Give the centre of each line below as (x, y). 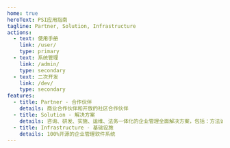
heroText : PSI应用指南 (37, 20)
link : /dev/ (36, 83)
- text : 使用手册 (36, 39)
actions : (20, 32)
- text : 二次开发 (36, 77)
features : (21, 96)
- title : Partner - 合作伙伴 (53, 102)
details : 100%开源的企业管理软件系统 (67, 134)
